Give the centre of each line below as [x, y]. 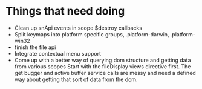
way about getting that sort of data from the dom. [76, 79]
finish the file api [35, 47]
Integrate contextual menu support [57, 53]
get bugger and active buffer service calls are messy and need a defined [105, 73]
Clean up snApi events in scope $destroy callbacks [78, 28]
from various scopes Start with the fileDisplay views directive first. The [103, 66]
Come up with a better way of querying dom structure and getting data [103, 60]
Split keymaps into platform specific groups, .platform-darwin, [92, 34]
